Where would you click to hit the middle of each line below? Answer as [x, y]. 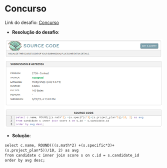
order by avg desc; [25, 160]
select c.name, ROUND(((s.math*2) [41, 145]
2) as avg [68, 150]
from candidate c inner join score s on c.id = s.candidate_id [72, 155]
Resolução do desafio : [35, 32]
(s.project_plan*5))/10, [30, 150]
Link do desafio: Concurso [32, 22]
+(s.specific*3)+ [96, 145]
